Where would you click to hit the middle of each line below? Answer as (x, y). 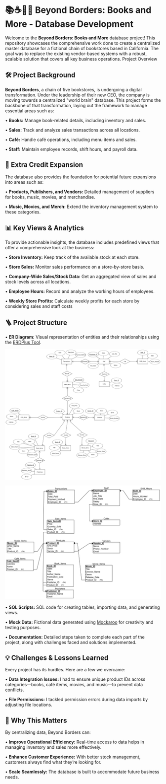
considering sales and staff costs (39, 306)
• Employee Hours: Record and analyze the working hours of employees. (80, 291)
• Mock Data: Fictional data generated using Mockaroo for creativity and (79, 622)
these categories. (23, 212)
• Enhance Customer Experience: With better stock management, (73, 757)
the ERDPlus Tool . (23, 342)
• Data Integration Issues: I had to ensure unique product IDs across (75, 679)
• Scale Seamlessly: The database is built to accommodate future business (82, 772)
